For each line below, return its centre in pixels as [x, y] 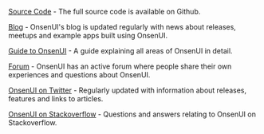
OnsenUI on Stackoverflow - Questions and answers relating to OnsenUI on [132, 114]
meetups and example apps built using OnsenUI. [88, 35]
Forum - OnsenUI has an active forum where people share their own [120, 66]
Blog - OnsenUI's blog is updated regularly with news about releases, [122, 27]
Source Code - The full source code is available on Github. [104, 12]
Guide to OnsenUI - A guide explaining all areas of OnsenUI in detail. [120, 51]
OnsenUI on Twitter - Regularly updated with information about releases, [128, 90]
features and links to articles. [56, 99]
